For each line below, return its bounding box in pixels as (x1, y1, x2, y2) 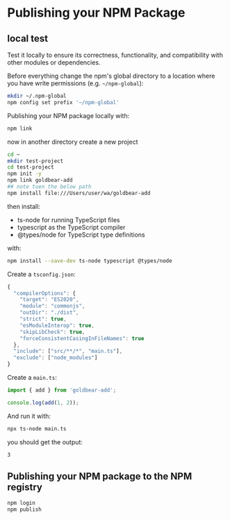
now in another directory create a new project (7, 137, 138, 146)
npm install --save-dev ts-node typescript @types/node (7, 257, 172, 265)
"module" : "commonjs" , (19, 303, 85, 310)
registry (7, 481, 43, 493)
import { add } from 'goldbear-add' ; (7, 387, 117, 394)
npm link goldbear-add (7, 177, 73, 184)
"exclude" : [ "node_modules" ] (13, 354, 98, 362)
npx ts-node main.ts (7, 425, 67, 432)
